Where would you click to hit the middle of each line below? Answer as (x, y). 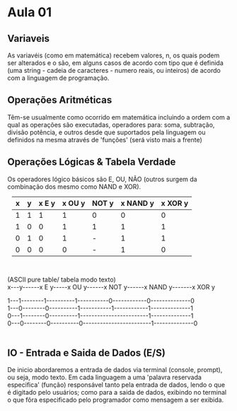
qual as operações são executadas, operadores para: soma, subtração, (111, 125)
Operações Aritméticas (60, 100)
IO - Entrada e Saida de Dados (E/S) (87, 353)
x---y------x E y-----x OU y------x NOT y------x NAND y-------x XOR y (111, 286)
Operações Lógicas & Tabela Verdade (92, 162)
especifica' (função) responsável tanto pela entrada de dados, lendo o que (116, 385)
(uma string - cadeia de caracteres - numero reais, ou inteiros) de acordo (114, 70)
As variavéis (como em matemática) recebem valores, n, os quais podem (114, 55)
